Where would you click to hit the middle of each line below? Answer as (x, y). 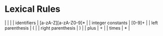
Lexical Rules (33, 9)
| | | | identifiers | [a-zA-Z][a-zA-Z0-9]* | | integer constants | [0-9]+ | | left (81, 23)
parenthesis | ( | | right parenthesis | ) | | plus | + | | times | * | (67, 28)
